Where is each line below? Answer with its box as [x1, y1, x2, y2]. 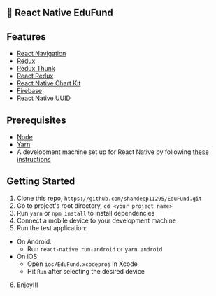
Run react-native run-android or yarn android [27, 244, 163, 253]
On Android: [16, 237, 52, 246]
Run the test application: [16, 223, 87, 232]
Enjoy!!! [16, 281, 38, 289]
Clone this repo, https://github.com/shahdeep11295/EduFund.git [16, 194, 202, 202]
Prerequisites [6, 114, 66, 126]
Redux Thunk [16, 64, 55, 73]
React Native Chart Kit [16, 79, 81, 87]
